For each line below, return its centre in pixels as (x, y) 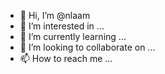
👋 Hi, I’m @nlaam (55, 15)
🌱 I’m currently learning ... (73, 36)
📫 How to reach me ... (66, 58)
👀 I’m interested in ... (62, 26)
